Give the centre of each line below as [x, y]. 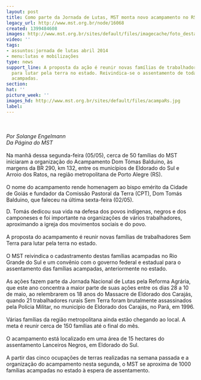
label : [14, 106]
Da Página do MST [30, 142]
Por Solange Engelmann [36, 136]
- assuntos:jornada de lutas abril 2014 [57, 51]
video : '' [19, 39]
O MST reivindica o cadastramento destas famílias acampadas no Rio [92, 256]
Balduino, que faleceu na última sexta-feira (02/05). [70, 200]
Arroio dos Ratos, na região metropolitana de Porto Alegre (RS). [84, 174]
